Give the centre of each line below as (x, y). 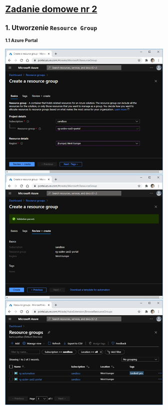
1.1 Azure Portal (21, 41)
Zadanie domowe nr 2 (51, 9)
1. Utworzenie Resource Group (51, 28)
